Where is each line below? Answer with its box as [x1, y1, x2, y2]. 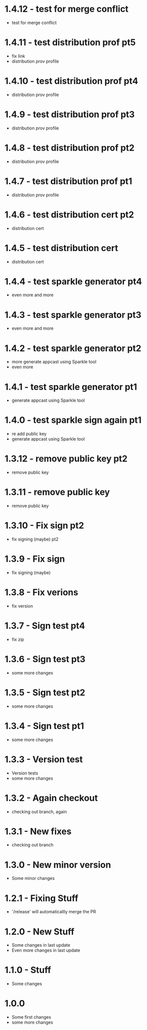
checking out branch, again [11, 808, 67, 815]
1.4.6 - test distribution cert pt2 [4, 209, 134, 220]
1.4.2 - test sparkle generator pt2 [4, 342, 142, 354]
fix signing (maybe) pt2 [11, 536, 59, 542]
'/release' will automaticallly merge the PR [11, 909, 96, 915]
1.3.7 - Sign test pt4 [4, 620, 85, 631]
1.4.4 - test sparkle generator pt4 [4, 276, 142, 287]
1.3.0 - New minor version [4, 859, 111, 870]
